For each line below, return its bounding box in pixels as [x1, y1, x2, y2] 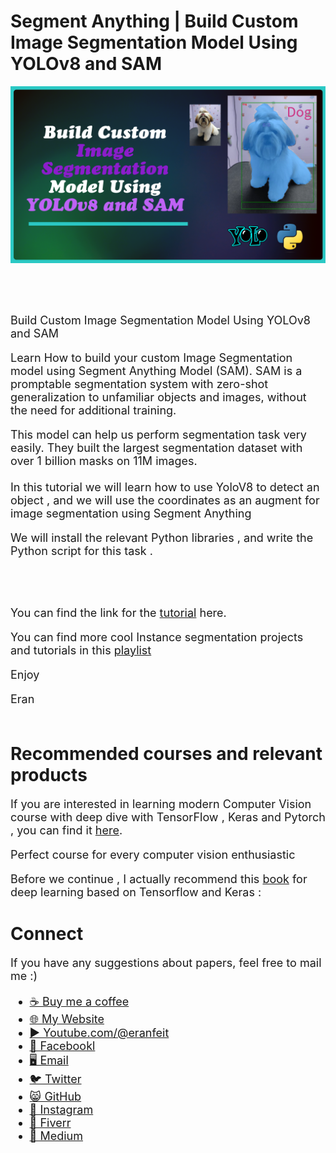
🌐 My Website [29, 1011, 105, 1026]
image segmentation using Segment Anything [10, 506, 252, 520]
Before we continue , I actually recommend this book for [10, 871, 308, 886]
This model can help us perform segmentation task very [10, 427, 307, 442]
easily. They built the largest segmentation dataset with [10, 440, 303, 455]
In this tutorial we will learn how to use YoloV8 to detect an [10, 480, 320, 494]
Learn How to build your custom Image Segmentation [10, 350, 293, 365]
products [10, 764, 88, 787]
